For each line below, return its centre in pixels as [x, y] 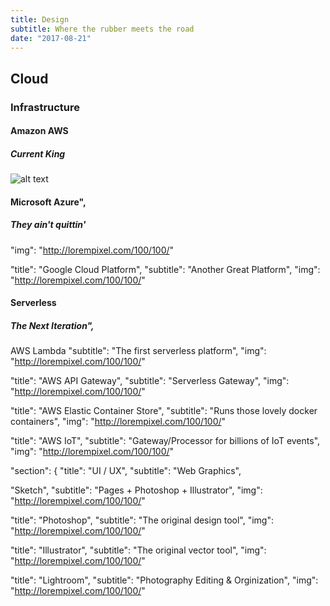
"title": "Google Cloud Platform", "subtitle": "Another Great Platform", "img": [165, 269]
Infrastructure [45, 107]
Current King [38, 153]
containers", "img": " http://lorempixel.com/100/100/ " [118, 422]
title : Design [40, 19]
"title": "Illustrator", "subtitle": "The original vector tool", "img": [138, 550]
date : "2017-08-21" [51, 38]
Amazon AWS [39, 131]
